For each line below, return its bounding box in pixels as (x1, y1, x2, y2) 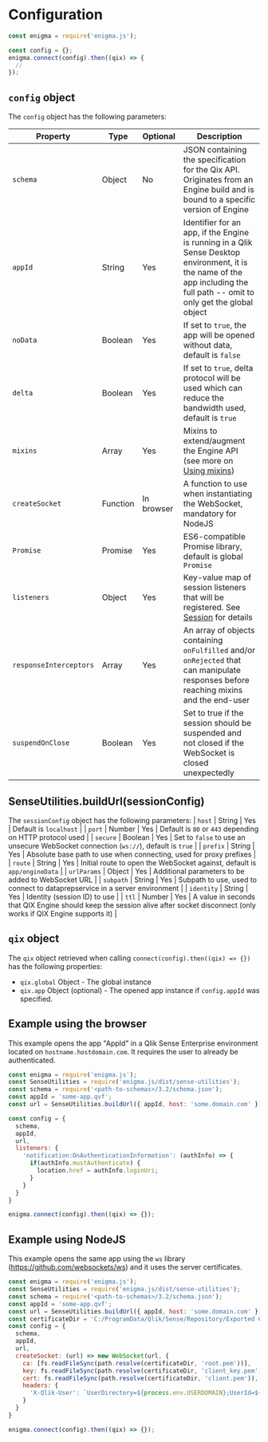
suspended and (183, 727, 242, 739)
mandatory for (183, 508, 237, 519)
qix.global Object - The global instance (19, 977, 152, 987)
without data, (183, 340, 233, 351)
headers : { (22, 1381, 59, 1389)
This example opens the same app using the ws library (8, 1254, 186, 1263)
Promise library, (183, 541, 242, 552)
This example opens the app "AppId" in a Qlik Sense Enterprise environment (8, 1038, 258, 1048)
